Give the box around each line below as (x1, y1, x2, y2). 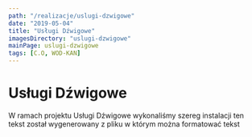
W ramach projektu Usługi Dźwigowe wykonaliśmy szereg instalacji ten (8, 110, 244, 120)
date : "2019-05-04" (8, 19, 74, 27)
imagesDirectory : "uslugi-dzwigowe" (8, 34, 131, 43)
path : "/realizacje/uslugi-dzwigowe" (8, 11, 135, 20)
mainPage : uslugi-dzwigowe (8, 42, 99, 50)
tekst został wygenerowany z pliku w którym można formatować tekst (8, 118, 240, 129)
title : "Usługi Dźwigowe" (8, 27, 95, 35)
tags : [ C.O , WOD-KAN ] (8, 49, 81, 57)
